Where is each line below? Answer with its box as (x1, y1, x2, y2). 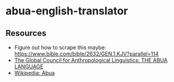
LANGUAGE (14, 63, 44, 70)
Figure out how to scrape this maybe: (14, 44, 106, 51)
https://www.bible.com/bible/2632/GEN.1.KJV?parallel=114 (14, 50, 159, 57)
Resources (5, 28, 47, 38)
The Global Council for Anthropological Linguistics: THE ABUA (14, 57, 168, 63)
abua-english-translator (5, 4, 128, 18)
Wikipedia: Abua (14, 69, 55, 76)
